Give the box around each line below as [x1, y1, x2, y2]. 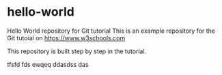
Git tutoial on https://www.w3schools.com [7, 33, 126, 42]
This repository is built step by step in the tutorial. [7, 47, 147, 55]
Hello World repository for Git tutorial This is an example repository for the [7, 27, 216, 35]
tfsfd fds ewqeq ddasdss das [7, 60, 89, 68]
